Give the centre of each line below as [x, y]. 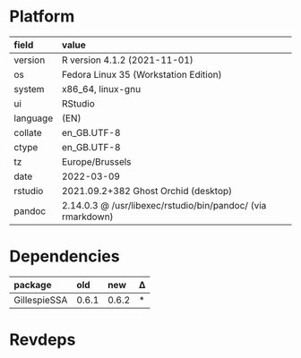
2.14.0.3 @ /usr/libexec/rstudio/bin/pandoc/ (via [164, 205]
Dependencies [64, 256]
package [33, 285]
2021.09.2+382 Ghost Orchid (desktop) [147, 191]
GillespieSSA [41, 300]
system [29, 89]
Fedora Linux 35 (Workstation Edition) [142, 74]
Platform [42, 17]
